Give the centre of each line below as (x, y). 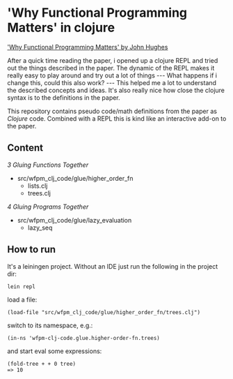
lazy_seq (40, 228)
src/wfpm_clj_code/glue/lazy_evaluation (74, 220)
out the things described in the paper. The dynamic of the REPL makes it (111, 68)
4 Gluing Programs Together (48, 207)
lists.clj (38, 186)
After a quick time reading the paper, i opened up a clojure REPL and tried (113, 60)
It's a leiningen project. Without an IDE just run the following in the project (113, 266)
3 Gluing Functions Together (48, 165)
